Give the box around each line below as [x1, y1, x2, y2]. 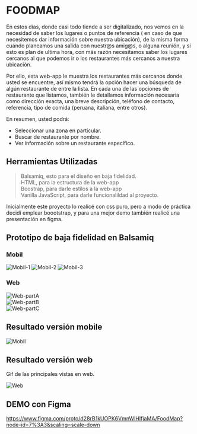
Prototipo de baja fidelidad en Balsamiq [6, 232, 154, 243]
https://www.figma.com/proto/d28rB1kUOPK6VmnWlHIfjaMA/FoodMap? [6, 415, 183, 422]
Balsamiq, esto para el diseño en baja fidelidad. [20, 173, 136, 180]
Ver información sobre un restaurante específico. [14, 139, 135, 146]
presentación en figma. [6, 215, 63, 222]
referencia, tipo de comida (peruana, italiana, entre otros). [6, 104, 147, 111]
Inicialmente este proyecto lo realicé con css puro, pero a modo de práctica [6, 203, 191, 210]
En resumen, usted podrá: [6, 115, 69, 122]
